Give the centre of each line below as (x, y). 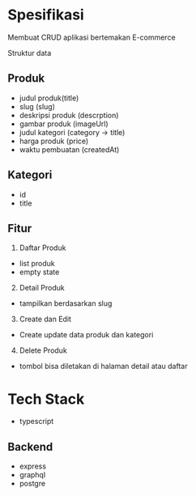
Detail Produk (42, 288)
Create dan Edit (45, 319)
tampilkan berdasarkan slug (66, 303)
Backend (30, 447)
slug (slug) (37, 106)
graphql (32, 475)
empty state (39, 272)
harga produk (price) (54, 141)
